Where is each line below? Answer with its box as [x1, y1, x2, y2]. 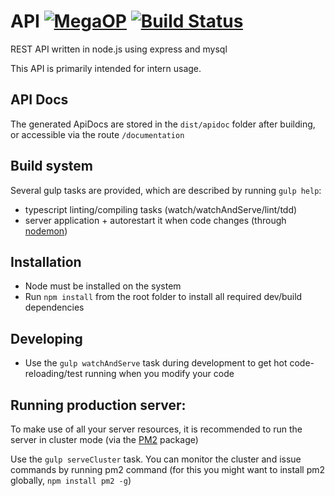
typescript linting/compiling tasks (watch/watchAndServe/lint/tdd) [24, 203, 298, 215]
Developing [10, 330, 83, 347]
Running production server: [10, 396, 187, 414]
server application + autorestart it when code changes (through [24, 214, 287, 226]
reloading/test [24, 368, 83, 380]
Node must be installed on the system [24, 280, 182, 292]
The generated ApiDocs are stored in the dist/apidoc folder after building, [10, 118, 316, 130]
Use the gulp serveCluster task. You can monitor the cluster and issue [10, 453, 302, 465]
